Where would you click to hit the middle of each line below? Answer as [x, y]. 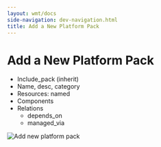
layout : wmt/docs [32, 13]
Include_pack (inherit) [48, 79]
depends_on [45, 116]
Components [35, 101]
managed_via [46, 123]
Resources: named [44, 94]
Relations [30, 109]
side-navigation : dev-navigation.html [62, 20]
